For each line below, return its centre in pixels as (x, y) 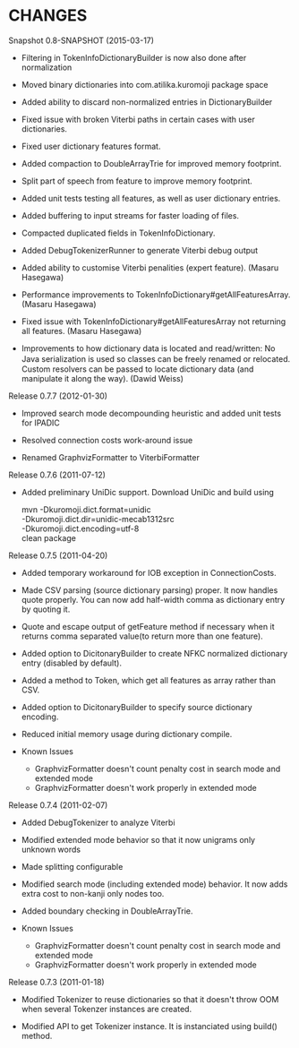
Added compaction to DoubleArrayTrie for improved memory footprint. (151, 163)
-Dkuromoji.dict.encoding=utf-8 (80, 528)
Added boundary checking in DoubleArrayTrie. (107, 911)
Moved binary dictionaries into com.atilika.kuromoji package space (145, 84)
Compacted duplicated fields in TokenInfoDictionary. (118, 233)
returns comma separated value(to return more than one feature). (142, 636)
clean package (49, 537)
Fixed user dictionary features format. (91, 146)
